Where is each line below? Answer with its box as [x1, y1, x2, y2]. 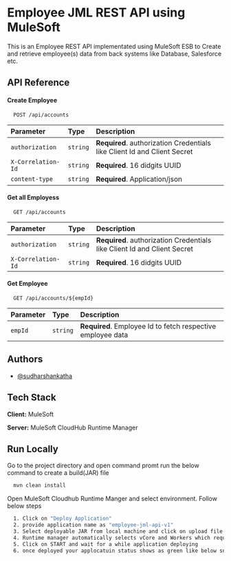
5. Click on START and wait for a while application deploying [13, 540, 198, 548]
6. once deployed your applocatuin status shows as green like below [13, 547, 217, 554]
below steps [7, 502, 42, 510]
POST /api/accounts [13, 112, 69, 118]
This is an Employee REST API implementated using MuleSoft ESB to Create [7, 42, 221, 50]
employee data [80, 330, 129, 339]
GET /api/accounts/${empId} [13, 295, 94, 301]
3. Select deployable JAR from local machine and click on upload [13, 528, 208, 535]
